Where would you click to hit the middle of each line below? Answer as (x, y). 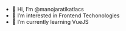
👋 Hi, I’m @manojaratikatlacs (48, 9)
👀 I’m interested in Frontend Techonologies (66, 15)
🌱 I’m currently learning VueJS (50, 22)
